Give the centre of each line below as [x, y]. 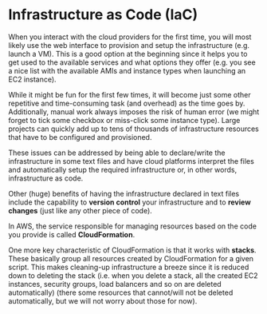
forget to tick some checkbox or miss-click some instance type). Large [124, 120]
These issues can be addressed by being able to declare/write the [117, 153]
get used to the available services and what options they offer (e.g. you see [132, 62]
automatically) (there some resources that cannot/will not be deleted [121, 292]
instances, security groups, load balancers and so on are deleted [115, 284]
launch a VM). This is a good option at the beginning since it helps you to [128, 54]
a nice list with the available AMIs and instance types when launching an [127, 70]
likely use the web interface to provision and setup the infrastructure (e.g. [129, 45]
